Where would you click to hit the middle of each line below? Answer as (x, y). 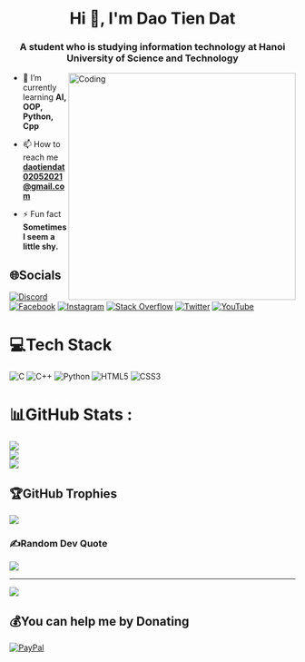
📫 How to (41, 144)
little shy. (40, 247)
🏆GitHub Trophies (64, 494)
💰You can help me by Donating (99, 621)
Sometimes (44, 227)
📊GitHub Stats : (71, 415)
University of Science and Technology (152, 58)
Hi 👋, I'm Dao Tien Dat (152, 19)
